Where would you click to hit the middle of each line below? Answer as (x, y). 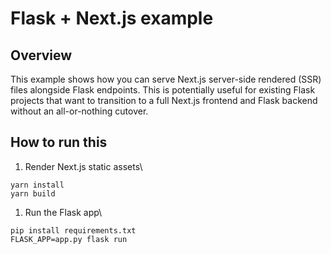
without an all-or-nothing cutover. (79, 111)
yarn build (33, 193)
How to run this (59, 142)
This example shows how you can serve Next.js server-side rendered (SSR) (166, 79)
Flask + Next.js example (112, 18)
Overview (41, 55)
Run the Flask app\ (63, 212)
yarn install (37, 185)
